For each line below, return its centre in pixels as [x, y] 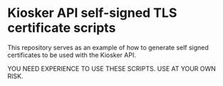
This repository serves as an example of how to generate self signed [108, 47]
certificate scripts [62, 28]
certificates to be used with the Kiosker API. [72, 55]
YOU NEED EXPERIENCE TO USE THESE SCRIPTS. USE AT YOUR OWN [111, 68]
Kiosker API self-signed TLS [92, 13]
